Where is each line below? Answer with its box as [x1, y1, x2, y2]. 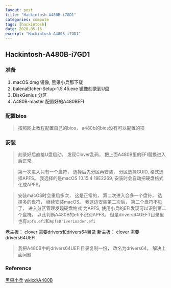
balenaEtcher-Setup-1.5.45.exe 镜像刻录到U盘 [12, 85, 110, 92]
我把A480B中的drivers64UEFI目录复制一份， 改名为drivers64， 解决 [17, 245, 162, 251]
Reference [5, 264, 32, 272]
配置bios [5, 112, 27, 119]
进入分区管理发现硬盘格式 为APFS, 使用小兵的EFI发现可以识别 [28, 205, 157, 211]
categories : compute [5, 17, 50, 22]
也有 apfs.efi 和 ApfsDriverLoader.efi [17, 218, 96, 224]
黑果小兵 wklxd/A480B [5, 277, 53, 283]
